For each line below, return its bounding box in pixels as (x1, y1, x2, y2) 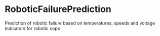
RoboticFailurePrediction (5, 3, 112, 15)
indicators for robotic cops (5, 25, 60, 31)
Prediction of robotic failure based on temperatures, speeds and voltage (5, 20, 155, 26)
